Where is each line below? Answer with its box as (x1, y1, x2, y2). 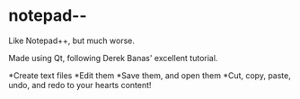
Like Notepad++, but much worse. (8, 35, 136, 46)
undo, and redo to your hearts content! (8, 79, 152, 90)
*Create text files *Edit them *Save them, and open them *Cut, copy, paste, (8, 69, 291, 81)
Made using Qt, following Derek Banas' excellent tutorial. (8, 52, 218, 63)
